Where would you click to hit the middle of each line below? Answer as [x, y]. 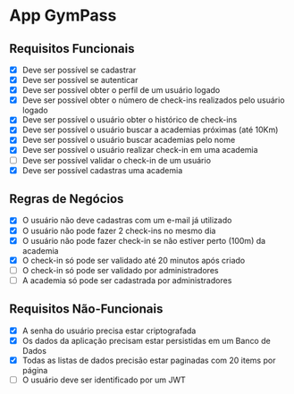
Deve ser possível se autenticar [80, 80]
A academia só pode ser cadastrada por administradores [127, 280]
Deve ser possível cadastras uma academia [102, 170]
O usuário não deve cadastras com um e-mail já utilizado [127, 221]
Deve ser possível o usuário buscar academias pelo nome [129, 140]
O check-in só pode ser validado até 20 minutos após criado [134, 260]
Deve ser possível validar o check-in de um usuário [117, 160]
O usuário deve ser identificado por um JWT [104, 380]
